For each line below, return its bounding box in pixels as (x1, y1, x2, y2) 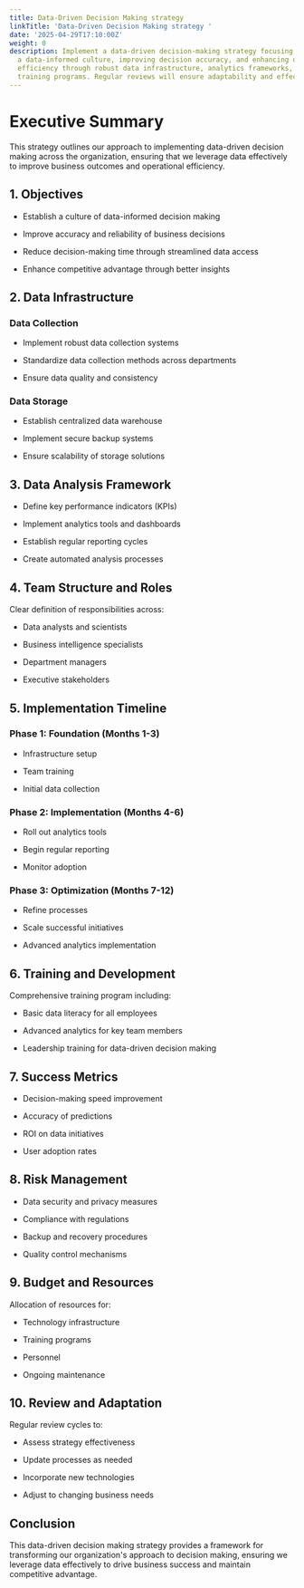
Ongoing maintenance (22, 1369, 106, 1380)
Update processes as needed (22, 1455, 133, 1466)
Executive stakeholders (22, 674, 110, 685)
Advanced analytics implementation (22, 939, 157, 951)
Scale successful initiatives (22, 922, 124, 933)
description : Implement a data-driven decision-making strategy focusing (9, 47, 294, 56)
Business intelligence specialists (22, 640, 144, 650)
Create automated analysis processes (22, 553, 164, 564)
